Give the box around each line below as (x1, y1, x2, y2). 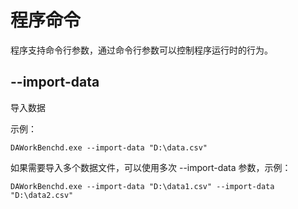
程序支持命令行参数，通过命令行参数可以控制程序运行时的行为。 (10, 44, 273, 56)
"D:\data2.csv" (10, 190, 74, 200)
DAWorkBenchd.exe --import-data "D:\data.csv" (10, 142, 208, 153)
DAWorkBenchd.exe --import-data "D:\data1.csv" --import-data (10, 181, 275, 191)
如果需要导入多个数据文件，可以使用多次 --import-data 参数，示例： (10, 161, 292, 173)
